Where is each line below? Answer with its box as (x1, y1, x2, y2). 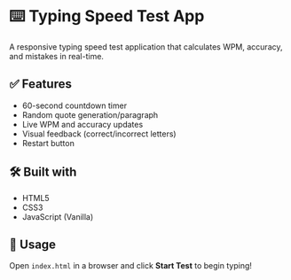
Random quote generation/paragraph (21, 109, 159, 120)
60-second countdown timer (21, 100, 127, 111)
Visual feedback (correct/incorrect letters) (21, 128, 177, 139)
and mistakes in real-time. (9, 51, 105, 61)
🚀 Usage (9, 237, 56, 252)
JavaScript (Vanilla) (21, 211, 94, 222)
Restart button (21, 137, 75, 148)
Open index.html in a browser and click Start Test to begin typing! (9, 261, 253, 271)
